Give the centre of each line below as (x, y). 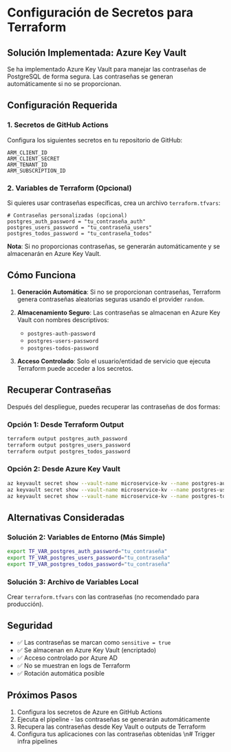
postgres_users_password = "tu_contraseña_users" (80, 227)
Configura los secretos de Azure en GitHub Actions (90, 712)
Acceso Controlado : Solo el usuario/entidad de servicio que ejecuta (114, 361)
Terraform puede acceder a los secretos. (75, 368)
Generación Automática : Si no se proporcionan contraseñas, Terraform (119, 292)
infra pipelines (37, 741)
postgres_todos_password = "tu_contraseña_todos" (80, 233)
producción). (25, 604)
